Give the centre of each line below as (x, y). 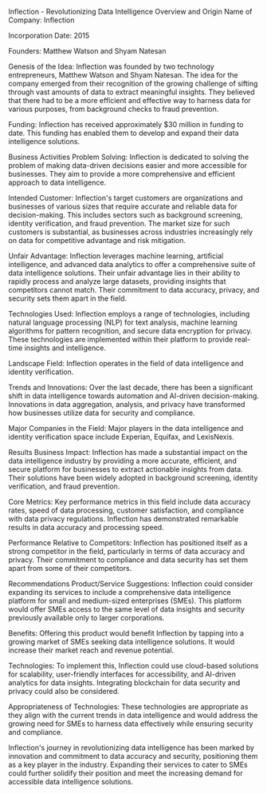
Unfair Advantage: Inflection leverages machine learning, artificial (116, 256)
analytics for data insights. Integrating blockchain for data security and (124, 682)
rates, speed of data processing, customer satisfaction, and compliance (126, 510)
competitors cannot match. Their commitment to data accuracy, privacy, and (134, 290)
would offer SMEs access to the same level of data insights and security (127, 609)
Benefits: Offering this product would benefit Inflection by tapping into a (126, 633)
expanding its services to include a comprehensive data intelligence (120, 592)
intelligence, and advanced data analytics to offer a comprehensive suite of (132, 264)
